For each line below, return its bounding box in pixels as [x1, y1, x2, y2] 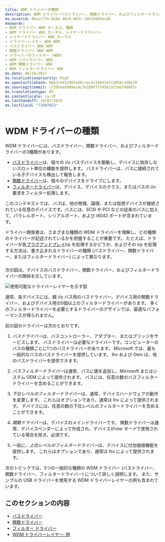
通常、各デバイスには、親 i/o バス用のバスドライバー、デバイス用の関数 [5, 294, 150, 300]
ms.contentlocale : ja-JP [5, 94, 56, 99]
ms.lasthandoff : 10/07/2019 [5, 99, 63, 103]
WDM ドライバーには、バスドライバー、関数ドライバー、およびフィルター [5, 143, 155, 149]
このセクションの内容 [5, 499, 70, 508]
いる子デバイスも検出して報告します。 [12, 171, 89, 177]
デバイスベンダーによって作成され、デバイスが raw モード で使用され [21, 425, 159, 432]
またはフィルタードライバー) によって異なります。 [13, 254, 114, 259]
